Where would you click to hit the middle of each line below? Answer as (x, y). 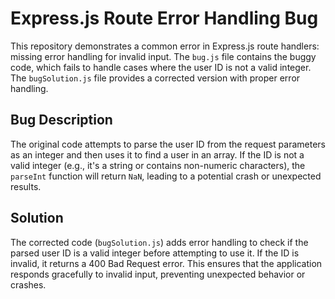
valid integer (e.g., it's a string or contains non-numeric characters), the (158, 165)
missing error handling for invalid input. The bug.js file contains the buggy (163, 56)
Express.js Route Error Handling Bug (164, 18)
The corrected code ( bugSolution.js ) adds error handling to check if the (159, 242)
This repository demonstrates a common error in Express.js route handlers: (165, 46)
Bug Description (61, 120)
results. (26, 186)
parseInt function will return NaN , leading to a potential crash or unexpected (166, 176)
